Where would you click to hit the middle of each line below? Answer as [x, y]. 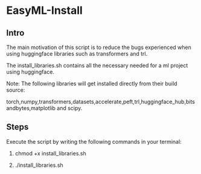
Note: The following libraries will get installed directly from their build [92, 83]
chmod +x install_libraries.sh [50, 153]
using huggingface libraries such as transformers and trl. [77, 54]
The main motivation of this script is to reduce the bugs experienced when [99, 47]
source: [16, 90]
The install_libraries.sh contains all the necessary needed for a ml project [97, 65]
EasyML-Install [44, 11]
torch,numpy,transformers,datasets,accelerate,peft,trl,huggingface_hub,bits [101, 101]
